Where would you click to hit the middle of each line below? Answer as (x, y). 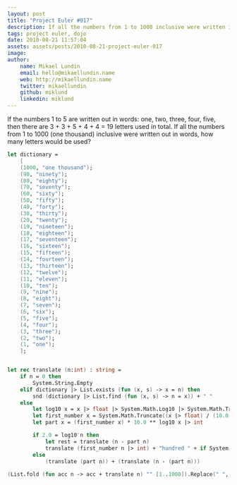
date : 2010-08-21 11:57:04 (47, 40)
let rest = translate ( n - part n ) (97, 441)
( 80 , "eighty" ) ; (44, 180)
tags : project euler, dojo (47, 33)
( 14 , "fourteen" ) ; (47, 259)
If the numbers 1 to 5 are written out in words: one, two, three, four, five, (112, 119)
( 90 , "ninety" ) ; (44, 174)
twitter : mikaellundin (53, 86)
